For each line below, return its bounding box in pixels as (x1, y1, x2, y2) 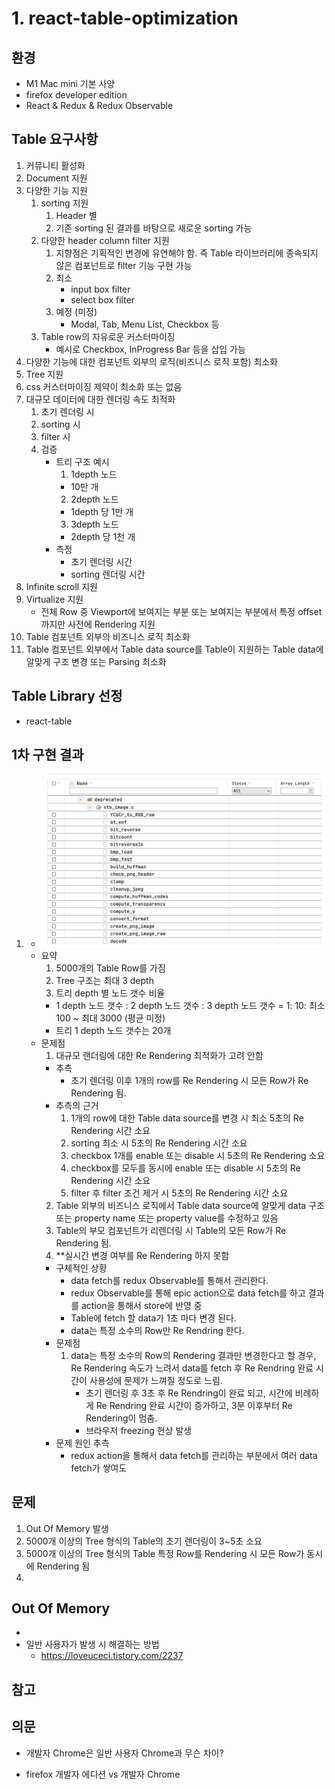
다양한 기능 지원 (25, 184, 88, 196)
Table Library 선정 (11, 688, 123, 705)
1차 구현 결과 (11, 747, 84, 764)
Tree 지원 (25, 368, 64, 380)
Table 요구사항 (11, 131, 99, 148)
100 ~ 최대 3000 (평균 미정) (55, 1012, 166, 1024)
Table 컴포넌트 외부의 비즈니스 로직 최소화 (25, 630, 191, 642)
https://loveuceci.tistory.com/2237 (40, 1650, 184, 1662)
